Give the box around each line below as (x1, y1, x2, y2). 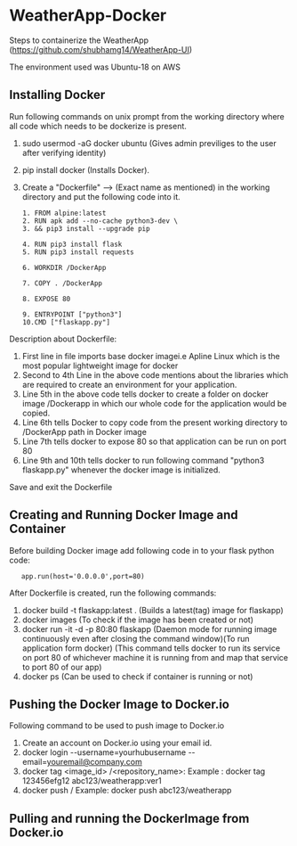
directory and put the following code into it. (21, 191, 181, 201)
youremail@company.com (46, 757, 142, 768)
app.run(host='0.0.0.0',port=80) (20, 571, 145, 580)
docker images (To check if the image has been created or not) (21, 614, 254, 625)
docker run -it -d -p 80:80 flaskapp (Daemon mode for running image (21, 623, 277, 634)
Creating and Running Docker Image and (9, 507, 238, 522)
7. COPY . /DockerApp (21, 278, 102, 288)
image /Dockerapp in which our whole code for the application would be (21, 398, 287, 408)
